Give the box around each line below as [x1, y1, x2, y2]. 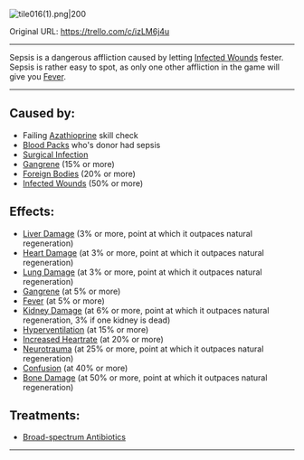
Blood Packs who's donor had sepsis [22, 139, 161, 150]
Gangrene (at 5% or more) [22, 286, 121, 296]
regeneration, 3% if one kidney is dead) [22, 314, 171, 325]
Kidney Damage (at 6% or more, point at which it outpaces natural [22, 305, 270, 315]
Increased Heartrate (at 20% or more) [22, 333, 165, 344]
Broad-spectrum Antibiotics [22, 432, 127, 443]
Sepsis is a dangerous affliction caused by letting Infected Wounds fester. [9, 52, 284, 62]
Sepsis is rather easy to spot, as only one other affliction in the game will [9, 61, 280, 72]
